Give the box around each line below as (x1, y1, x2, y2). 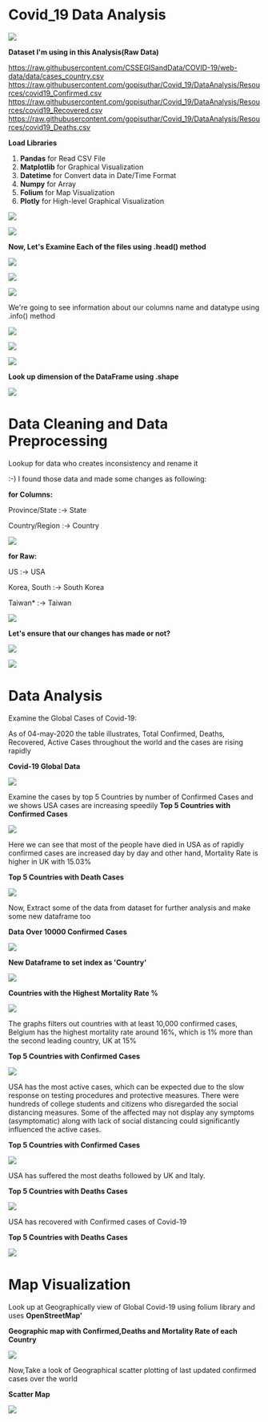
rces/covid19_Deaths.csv (8, 122, 90, 132)
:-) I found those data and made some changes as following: (8, 473, 207, 483)
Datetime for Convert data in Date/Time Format (19, 170, 177, 180)
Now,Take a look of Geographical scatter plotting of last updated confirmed (8, 1365, 257, 1375)
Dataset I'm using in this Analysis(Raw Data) (8, 47, 159, 57)
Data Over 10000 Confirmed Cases (8, 927, 127, 936)
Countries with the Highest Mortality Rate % (8, 988, 158, 997)
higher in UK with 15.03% (8, 856, 92, 866)
